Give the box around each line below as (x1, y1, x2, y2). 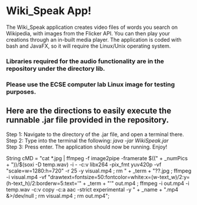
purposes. (6, 87, 36, 95)
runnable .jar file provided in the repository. (6, 115, 169, 125)
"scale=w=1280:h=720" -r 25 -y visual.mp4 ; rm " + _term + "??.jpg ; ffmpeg (6, 167, 192, 174)
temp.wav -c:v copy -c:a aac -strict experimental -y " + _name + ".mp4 (6, 186, 179, 193)
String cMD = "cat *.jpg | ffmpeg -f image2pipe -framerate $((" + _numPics (6, 154, 188, 161)
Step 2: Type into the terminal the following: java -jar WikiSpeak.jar (6, 137, 169, 144)
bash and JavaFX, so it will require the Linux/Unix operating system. (6, 42, 171, 49)
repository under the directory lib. (6, 64, 105, 72)
